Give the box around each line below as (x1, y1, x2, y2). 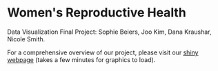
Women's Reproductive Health (7, 5, 186, 21)
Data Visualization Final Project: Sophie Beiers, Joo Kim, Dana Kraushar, (7, 28, 212, 36)
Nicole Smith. (7, 34, 46, 43)
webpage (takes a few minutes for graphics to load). (7, 55, 156, 63)
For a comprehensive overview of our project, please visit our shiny (7, 48, 199, 57)
